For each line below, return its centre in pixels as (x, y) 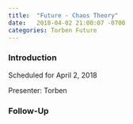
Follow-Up (28, 111)
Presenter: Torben (38, 90)
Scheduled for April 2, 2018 (53, 75)
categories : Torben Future (53, 30)
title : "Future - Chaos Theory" (63, 15)
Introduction (32, 58)
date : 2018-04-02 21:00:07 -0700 (67, 23)
